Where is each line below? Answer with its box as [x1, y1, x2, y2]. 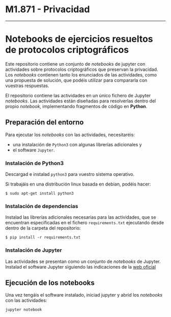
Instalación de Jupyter [5, 247, 62, 254]
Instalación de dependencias [5, 202, 78, 209]
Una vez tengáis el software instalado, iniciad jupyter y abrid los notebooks [5, 292, 163, 298]
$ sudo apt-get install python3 [5, 191, 74, 196]
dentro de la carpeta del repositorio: [5, 225, 81, 231]
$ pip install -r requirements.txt [5, 235, 81, 240]
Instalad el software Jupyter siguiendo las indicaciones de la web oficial [5, 263, 156, 270]
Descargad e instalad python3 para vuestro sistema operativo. [5, 171, 135, 177]
